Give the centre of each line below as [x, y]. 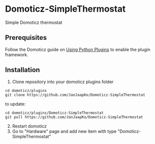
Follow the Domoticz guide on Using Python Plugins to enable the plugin [78, 49]
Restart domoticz [29, 126]
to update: [15, 104]
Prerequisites [26, 38]
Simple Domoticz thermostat [34, 22]
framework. [17, 54]
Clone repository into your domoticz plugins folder [63, 82]
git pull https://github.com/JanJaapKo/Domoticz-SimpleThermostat [74, 117]
